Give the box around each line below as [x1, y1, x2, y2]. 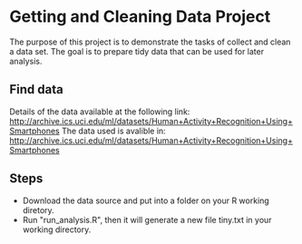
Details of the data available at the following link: [9, 106, 190, 117]
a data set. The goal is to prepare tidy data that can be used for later [9, 45, 265, 56]
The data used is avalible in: [62, 125, 166, 136]
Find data [9, 82, 63, 97]
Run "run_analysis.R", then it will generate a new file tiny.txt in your [22, 214, 272, 225]
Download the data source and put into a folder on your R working [22, 195, 269, 206]
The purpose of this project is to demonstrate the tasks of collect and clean [9, 36, 291, 47]
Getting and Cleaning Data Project [9, 6, 271, 27]
